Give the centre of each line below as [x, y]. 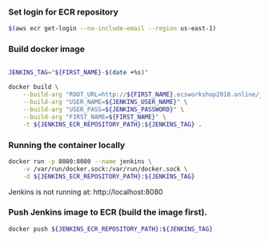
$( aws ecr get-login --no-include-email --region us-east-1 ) [112, 29]
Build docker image [47, 49]
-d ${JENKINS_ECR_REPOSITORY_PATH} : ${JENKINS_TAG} [109, 176]
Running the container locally [67, 145]
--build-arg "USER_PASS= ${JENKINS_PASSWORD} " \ [103, 109]
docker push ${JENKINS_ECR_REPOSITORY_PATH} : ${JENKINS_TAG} [111, 229]
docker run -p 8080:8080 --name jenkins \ [80, 161]
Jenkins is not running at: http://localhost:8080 [86, 191]
